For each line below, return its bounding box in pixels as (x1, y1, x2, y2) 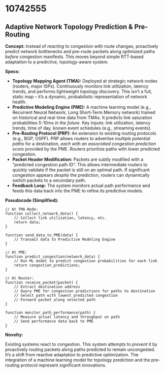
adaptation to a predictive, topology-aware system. (5, 59, 109, 64)
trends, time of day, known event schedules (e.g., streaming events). (12, 125, 152, 131)
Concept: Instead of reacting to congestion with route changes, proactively (5, 43, 159, 49)
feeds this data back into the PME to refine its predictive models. (12, 188, 144, 193)
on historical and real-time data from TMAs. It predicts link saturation (12, 115, 153, 121)
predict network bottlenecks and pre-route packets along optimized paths (5, 49, 155, 54)
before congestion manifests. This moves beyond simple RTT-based (5, 54, 144, 60)
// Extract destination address (14, 284, 80, 289)
